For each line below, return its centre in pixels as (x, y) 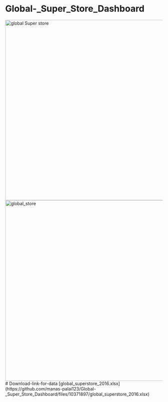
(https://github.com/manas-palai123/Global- (50, 388)
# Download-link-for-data (31, 383)
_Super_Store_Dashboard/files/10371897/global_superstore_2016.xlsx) (77, 394)
